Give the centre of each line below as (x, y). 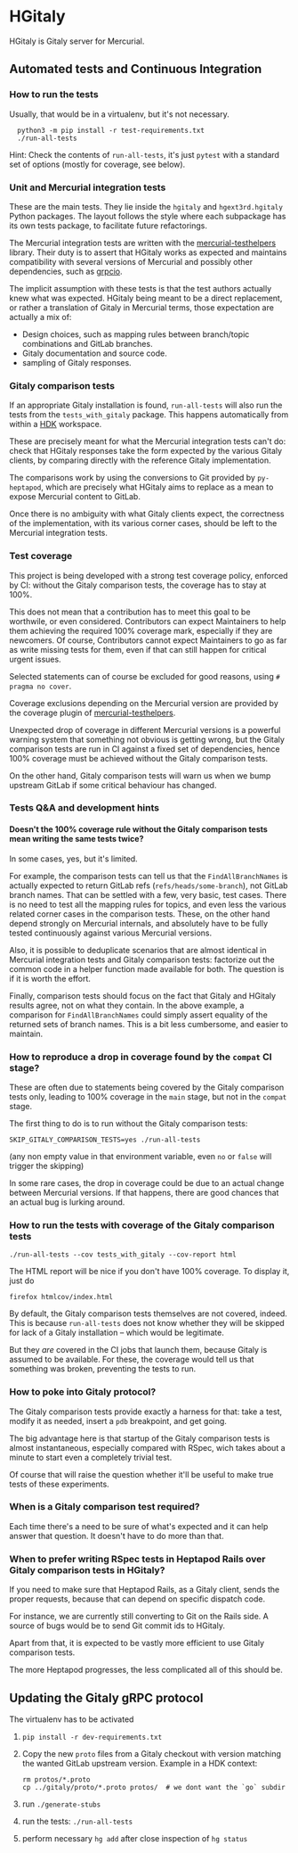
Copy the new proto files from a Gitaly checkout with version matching (152, 1753)
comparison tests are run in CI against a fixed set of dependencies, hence (145, 749)
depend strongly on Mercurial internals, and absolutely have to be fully (139, 923)
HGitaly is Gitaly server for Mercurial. (77, 41)
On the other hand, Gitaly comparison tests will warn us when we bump (140, 775)
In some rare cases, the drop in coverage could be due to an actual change (147, 1182)
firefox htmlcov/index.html (61, 1297)
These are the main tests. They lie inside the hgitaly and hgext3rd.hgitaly (146, 206)
